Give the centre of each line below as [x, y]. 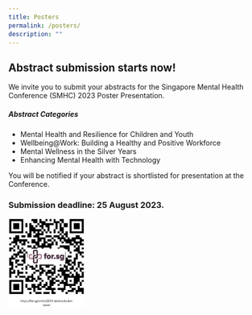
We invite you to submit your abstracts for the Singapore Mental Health [126, 87]
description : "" [35, 34]
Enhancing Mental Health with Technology [90, 160]
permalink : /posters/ [45, 25]
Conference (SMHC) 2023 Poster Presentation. [87, 96]
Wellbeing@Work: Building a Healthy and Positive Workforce [120, 143]
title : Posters [34, 17]
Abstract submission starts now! [92, 67]
